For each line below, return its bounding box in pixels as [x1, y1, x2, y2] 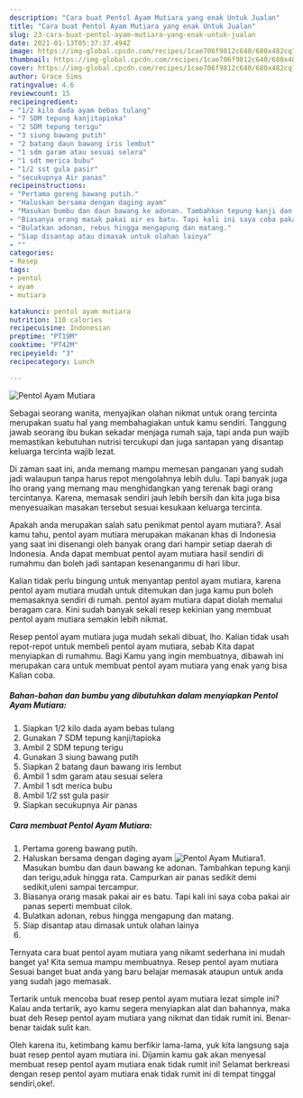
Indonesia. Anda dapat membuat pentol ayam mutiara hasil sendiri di [9, 548, 264, 558]
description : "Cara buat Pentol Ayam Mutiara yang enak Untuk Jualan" [9, 13, 280, 23]
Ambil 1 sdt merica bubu [22, 780, 113, 791]
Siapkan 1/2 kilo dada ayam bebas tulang [22, 722, 175, 733]
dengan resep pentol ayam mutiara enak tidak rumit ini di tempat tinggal [9, 1068, 277, 1079]
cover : [9, 64, 34, 73]
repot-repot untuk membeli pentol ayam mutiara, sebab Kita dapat [9, 641, 255, 652]
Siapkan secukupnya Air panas [22, 799, 138, 810]
